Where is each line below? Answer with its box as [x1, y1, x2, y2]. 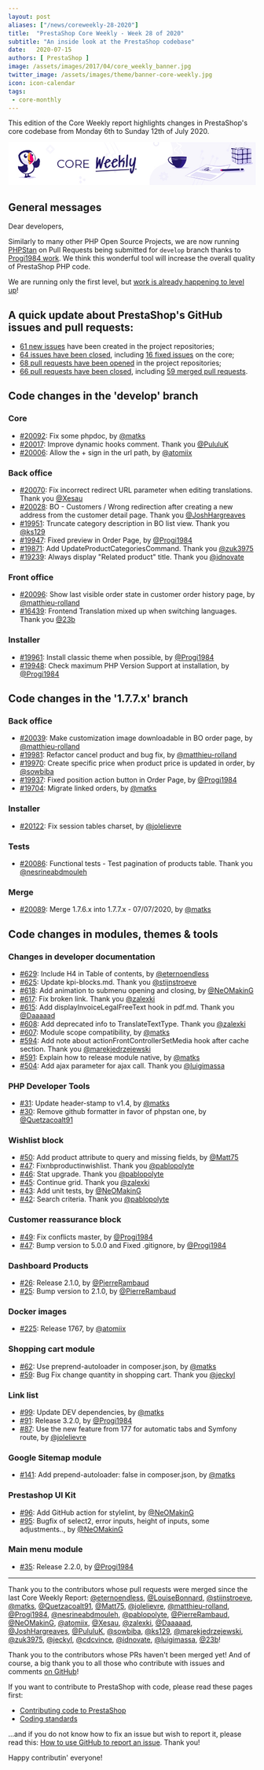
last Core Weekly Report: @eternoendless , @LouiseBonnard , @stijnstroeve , [8, 1593, 253, 1602]
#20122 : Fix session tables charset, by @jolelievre [19, 821, 182, 831]
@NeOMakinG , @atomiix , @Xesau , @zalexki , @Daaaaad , [8, 1618, 193, 1627]
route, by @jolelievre [19, 1432, 86, 1442]
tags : [8, 87, 26, 95]
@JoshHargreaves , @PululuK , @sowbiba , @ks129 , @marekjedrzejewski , [8, 1626, 244, 1635]
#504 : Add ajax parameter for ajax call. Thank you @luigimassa [19, 1061, 225, 1070]
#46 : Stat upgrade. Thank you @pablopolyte [19, 1169, 164, 1179]
